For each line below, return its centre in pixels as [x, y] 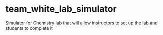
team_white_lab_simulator [61, 9]
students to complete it [29, 28]
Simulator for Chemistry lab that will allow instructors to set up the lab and [81, 23]
